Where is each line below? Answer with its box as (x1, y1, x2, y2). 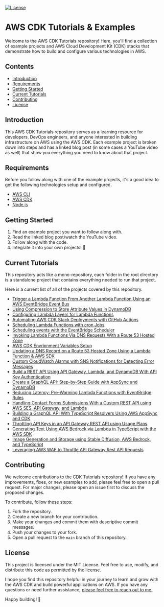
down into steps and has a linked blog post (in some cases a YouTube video (5, 144, 158, 150)
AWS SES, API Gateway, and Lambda (12, 405, 87, 411)
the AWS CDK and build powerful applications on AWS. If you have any (5, 582, 148, 587)
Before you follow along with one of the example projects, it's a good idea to (5, 177, 159, 183)
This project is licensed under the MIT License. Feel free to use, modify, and (5, 561, 159, 567)
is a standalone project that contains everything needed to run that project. (5, 277, 156, 282)
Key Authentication (12, 374, 51, 379)
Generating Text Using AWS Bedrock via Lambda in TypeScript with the (12, 426, 157, 432)
